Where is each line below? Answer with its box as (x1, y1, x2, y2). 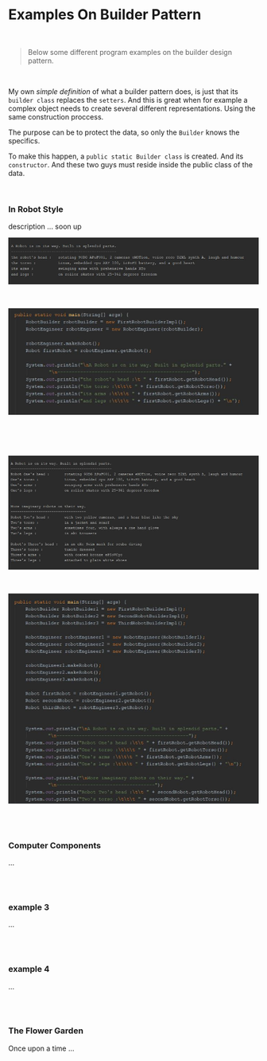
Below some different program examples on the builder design (27, 47, 233, 57)
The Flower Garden (8, 1025, 83, 1036)
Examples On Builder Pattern (8, 6, 202, 24)
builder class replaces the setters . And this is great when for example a (8, 95, 248, 104)
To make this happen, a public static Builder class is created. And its (8, 151, 244, 161)
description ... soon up (8, 221, 82, 232)
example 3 (8, 902, 50, 913)
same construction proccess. (8, 112, 104, 121)
